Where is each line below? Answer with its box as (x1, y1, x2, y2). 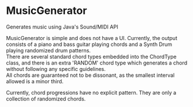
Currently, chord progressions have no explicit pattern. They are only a (6, 89, 177, 96)
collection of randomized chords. (6, 95, 86, 102)
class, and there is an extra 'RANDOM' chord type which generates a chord (6, 59, 188, 66)
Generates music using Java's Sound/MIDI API (6, 23, 119, 30)
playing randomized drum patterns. (6, 47, 91, 53)
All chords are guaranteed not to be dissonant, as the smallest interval (6, 72, 175, 79)
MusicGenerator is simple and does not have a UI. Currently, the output (6, 34, 177, 41)
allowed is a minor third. (6, 77, 64, 85)
